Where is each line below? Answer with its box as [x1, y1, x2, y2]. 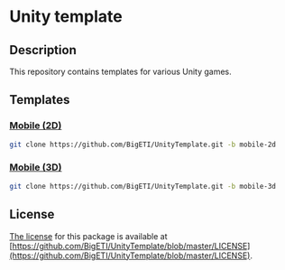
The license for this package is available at [9, 230, 169, 241]
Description [9, 42, 77, 58]
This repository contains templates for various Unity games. [9, 66, 232, 77]
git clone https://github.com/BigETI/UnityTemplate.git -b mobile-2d [9, 140, 277, 149]
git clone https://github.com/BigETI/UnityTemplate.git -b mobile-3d [9, 182, 277, 191]
